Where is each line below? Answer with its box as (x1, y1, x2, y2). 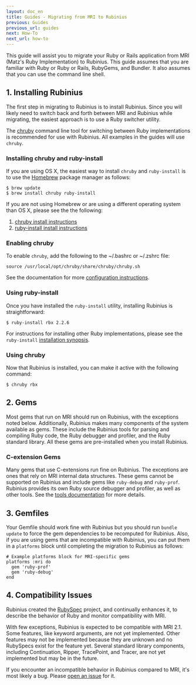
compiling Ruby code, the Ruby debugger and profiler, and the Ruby (6, 432, 171, 439)
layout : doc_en (6, 8, 43, 15)
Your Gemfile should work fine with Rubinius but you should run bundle (6, 524, 177, 531)
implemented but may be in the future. (6, 654, 99, 662)
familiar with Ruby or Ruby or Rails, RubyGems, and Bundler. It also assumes (6, 65, 191, 71)
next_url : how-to (6, 36, 49, 42)
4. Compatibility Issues (6, 590, 93, 600)
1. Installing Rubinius (6, 87, 83, 97)
